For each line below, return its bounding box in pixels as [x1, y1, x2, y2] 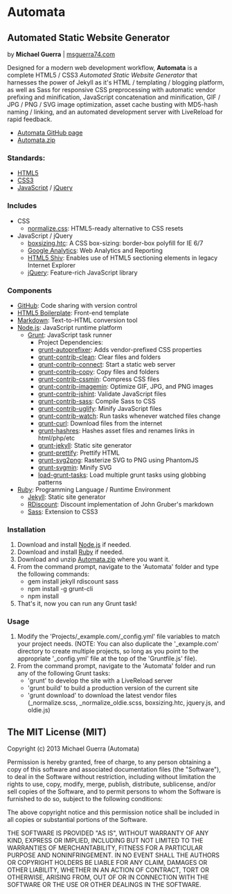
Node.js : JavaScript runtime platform [17, 323, 123, 331]
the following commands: [17, 570, 90, 579]
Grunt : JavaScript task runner [27, 331, 112, 339]
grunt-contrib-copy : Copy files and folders [37, 367, 159, 376]
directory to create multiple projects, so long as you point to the [17, 647, 199, 656]
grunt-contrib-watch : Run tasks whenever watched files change [37, 412, 221, 420]
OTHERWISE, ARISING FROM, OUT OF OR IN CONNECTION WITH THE [7, 873, 209, 882]
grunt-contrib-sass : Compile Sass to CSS [37, 396, 156, 405]
